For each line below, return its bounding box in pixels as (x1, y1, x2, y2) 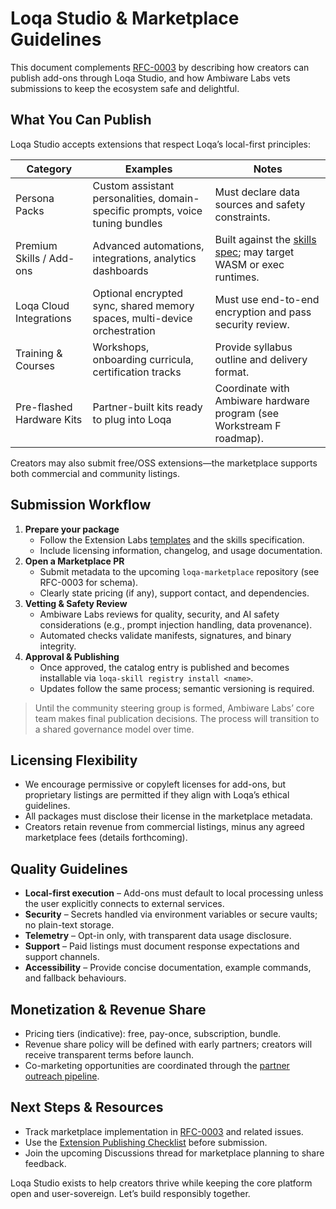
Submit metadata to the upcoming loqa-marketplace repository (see (39, 565, 320, 577)
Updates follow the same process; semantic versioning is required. (39, 682, 315, 694)
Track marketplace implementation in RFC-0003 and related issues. (24, 1125, 304, 1137)
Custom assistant (92, 178, 175, 192)
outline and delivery (214, 352, 308, 366)
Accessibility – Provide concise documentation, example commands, (24, 962, 312, 974)
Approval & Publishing (24, 650, 120, 662)
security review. (214, 317, 290, 331)
